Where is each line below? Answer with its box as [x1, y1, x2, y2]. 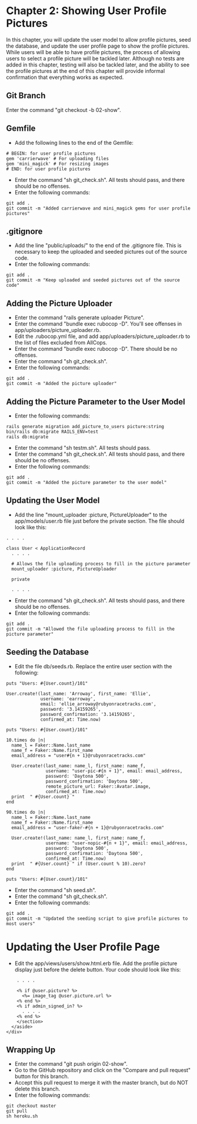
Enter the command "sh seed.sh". [14, 886, 96, 893]
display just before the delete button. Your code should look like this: [14, 966, 181, 973]
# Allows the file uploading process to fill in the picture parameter [11, 561, 191, 566]
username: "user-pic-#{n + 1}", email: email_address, [45, 768, 183, 774]
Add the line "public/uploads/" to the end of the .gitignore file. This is [14, 242, 182, 249]
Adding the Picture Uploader [6, 299, 113, 309]
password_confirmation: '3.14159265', [40, 711, 135, 717]
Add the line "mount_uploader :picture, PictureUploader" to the [14, 511, 168, 518]
